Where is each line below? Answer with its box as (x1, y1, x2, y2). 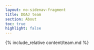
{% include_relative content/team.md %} (5, 39, 89, 45)
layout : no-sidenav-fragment (5, 7, 66, 12)
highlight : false (5, 26, 41, 31)
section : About (5, 16, 37, 21)
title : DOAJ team (5, 12, 41, 17)
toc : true (5, 21, 26, 26)
